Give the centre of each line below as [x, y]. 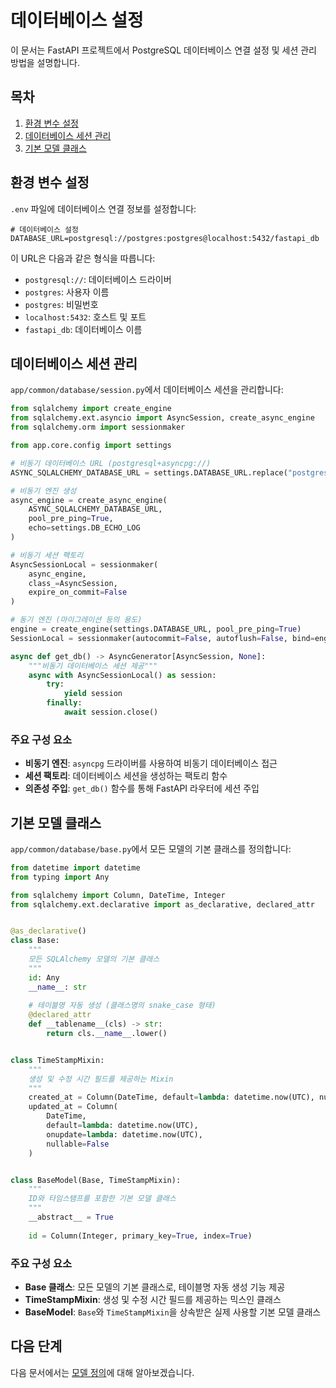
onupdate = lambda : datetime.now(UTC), [124, 1134]
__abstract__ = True [71, 1217]
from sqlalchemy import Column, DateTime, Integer [118, 895]
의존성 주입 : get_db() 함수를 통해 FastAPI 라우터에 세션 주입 [142, 788]
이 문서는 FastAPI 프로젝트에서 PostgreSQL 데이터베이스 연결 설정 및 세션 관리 [163, 50]
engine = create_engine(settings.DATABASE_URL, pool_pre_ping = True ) [156, 629]
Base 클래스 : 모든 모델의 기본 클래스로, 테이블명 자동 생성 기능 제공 [155, 1287]
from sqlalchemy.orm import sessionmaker [98, 427]
